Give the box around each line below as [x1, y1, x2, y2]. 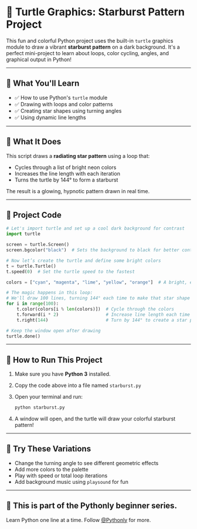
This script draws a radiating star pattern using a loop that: [6, 152, 150, 159]
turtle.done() [6, 333, 41, 339]
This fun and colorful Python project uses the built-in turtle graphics [6, 37, 174, 44]
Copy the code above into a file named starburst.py [14, 382, 142, 389]
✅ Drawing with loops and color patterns [14, 100, 113, 107]
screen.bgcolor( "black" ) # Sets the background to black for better [6, 247, 180, 253]
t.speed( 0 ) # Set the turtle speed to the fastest [6, 268, 135, 275]
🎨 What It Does [6, 137, 62, 147]
